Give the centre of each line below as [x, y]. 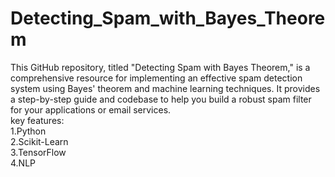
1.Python [28, 131]
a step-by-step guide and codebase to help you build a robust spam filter [161, 99]
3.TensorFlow [38, 152]
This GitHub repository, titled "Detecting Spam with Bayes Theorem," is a [160, 67]
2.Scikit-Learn [39, 141]
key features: [37, 120]
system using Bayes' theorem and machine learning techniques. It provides [165, 88]
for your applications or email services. [91, 109]
